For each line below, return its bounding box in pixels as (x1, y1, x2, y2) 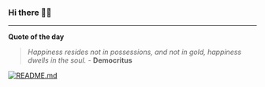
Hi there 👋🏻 (8, 7, 52, 18)
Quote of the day (8, 32, 65, 42)
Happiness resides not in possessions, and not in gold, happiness (27, 47, 242, 57)
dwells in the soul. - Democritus (27, 56, 132, 65)
